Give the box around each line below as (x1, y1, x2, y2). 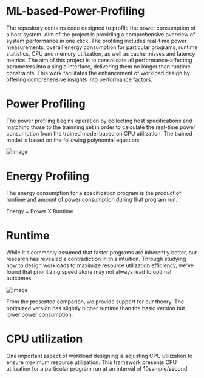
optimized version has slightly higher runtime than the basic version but (6, 304, 185, 311)
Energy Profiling (6, 170, 90, 183)
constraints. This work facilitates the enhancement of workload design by (6, 69, 190, 76)
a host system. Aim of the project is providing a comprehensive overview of (6, 30, 195, 38)
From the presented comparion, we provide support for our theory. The (6, 298, 184, 305)
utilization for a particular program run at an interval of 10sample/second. (6, 365, 189, 372)
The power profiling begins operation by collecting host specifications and (6, 117, 192, 124)
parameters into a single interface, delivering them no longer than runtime (6, 62, 191, 70)
